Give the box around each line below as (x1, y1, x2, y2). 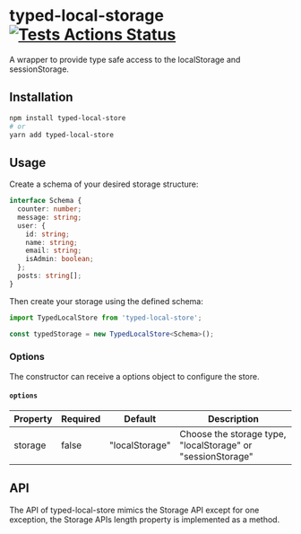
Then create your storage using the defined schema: (9, 295, 203, 306)
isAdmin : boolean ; (25, 255, 94, 264)
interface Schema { (9, 197, 82, 206)
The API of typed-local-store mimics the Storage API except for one (9, 504, 260, 515)
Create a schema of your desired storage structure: (9, 179, 199, 189)
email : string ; (25, 246, 82, 256)
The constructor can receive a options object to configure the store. (9, 371, 260, 381)
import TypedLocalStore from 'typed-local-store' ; (9, 313, 202, 322)
